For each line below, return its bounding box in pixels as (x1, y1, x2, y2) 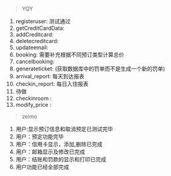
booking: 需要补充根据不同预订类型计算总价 (15, 51, 125, 58)
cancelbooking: (15, 58, 55, 65)
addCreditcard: (15, 31, 54, 38)
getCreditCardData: (15, 24, 65, 32)
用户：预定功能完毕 (15, 133, 64, 140)
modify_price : (15, 101, 52, 108)
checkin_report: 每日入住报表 (15, 80, 89, 87)
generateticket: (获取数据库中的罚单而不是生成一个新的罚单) (15, 65, 166, 72)
